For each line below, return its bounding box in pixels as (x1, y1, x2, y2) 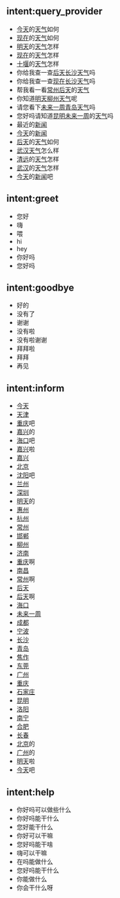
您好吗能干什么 (16, 866, 59, 874)
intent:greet (6, 193, 59, 205)
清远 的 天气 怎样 (16, 155, 59, 163)
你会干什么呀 (16, 883, 53, 892)
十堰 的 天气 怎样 (16, 59, 59, 68)
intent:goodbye (6, 282, 74, 294)
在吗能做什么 (16, 858, 53, 866)
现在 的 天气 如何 (16, 33, 59, 42)
